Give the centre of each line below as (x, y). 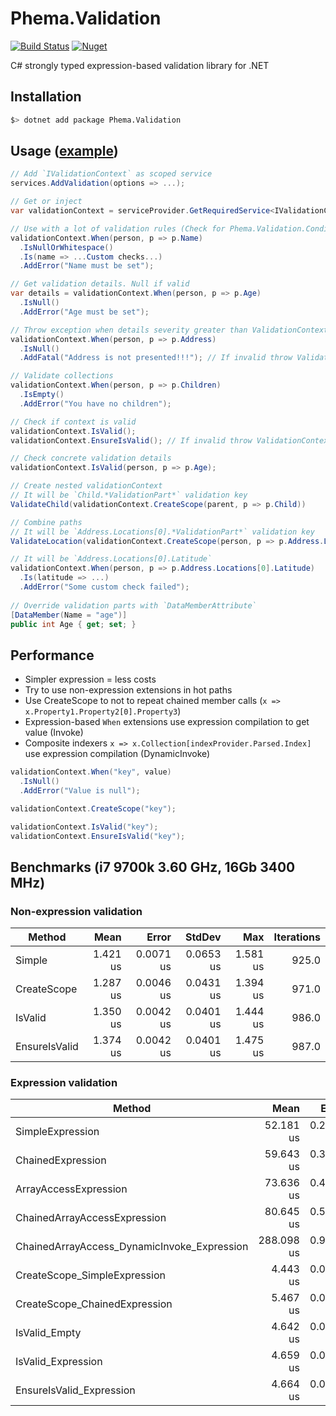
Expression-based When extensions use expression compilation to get (167, 722)
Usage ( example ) (64, 151)
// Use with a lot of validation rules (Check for (118, 228)
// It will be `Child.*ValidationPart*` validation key (129, 495)
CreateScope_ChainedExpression (94, 1304)
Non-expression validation (76, 911)
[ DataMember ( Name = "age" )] (69, 615)
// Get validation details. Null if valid (100, 284)
